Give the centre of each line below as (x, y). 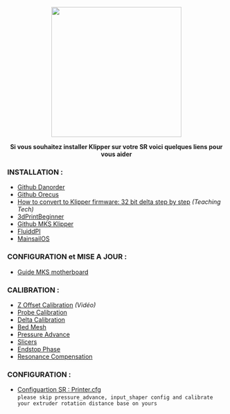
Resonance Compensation (55, 356)
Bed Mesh (32, 327)
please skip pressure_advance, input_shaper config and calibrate (115, 398)
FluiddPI (29, 232)
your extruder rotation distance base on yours (87, 404)
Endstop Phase (39, 349)
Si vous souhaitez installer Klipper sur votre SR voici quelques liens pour (116, 147)
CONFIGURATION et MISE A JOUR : (67, 257)
